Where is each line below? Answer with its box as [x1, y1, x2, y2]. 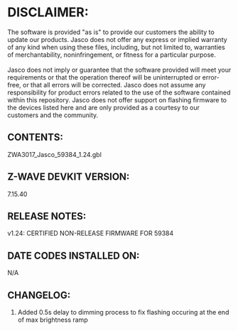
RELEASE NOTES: [7, 210, 87, 222]
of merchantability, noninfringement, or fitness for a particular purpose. [7, 50, 217, 59]
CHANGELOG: [7, 289, 71, 301]
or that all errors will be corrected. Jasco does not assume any [22, 80, 206, 89]
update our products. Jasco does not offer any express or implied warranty [7, 35, 227, 43]
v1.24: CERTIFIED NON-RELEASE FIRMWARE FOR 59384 [7, 229, 174, 238]
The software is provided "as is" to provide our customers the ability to [7, 28, 215, 36]
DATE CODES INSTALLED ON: [7, 249, 140, 261]
